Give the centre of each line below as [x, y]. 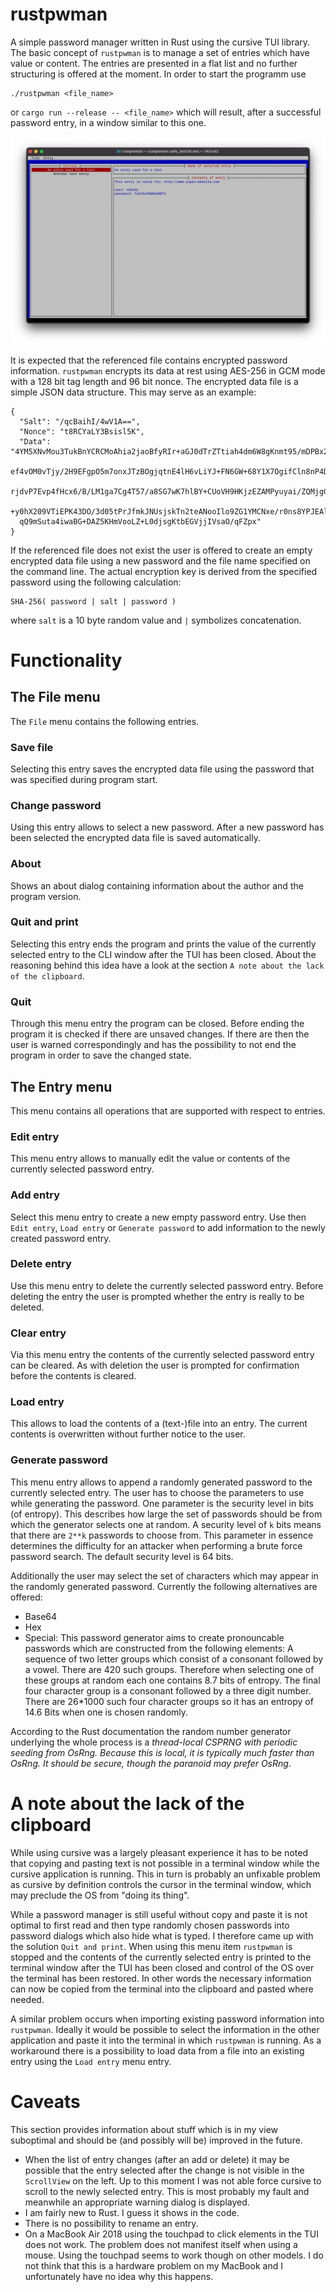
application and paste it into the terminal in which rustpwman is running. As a [166, 2040]
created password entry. [61, 1238]
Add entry [35, 1195]
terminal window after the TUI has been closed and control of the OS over [162, 1967]
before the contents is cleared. [73, 1376]
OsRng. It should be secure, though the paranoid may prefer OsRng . [151, 1763]
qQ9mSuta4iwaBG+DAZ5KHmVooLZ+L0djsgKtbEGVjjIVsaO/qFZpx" [140, 521]
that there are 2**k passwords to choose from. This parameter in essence [162, 1535]
